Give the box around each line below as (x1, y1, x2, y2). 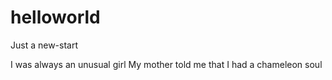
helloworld (10, 6, 101, 29)
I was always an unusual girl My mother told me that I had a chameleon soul (10, 58, 323, 70)
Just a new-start (10, 39, 79, 51)
